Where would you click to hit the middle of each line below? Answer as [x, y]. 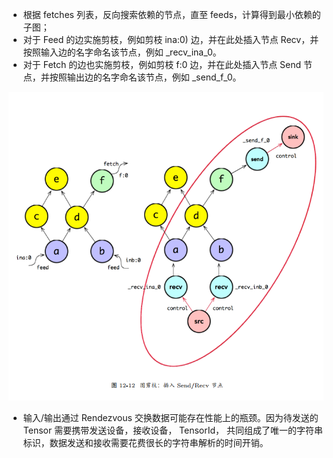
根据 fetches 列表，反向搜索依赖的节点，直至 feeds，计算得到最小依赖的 [171, 14]
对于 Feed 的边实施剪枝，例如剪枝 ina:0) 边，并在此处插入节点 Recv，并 [171, 39]
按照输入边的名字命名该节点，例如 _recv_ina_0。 [122, 52]
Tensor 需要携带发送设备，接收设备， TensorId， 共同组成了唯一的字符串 [173, 430]
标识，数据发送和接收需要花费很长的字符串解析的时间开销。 [145, 442]
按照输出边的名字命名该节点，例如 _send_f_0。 [145, 77]
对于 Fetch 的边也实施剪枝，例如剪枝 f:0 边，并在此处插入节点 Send [162, 64]
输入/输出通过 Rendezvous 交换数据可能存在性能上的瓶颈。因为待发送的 [170, 417]
